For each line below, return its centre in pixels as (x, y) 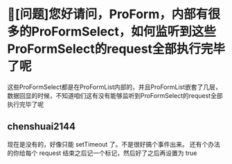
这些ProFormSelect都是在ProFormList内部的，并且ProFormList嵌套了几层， (114, 87)
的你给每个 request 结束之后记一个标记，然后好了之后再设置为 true (102, 153)
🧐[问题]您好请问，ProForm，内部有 (108, 14)
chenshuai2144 (42, 127)
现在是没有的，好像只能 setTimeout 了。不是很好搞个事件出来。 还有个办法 (114, 144)
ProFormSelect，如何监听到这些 (124, 32)
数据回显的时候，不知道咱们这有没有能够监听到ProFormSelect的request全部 (115, 95)
